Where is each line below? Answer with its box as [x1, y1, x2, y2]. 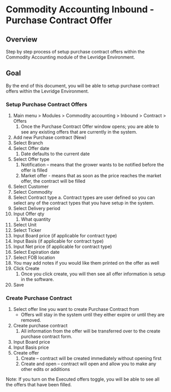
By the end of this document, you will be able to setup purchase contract [6, 82, 159, 88]
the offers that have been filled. [6, 382, 72, 388]
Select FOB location [13, 254, 55, 260]
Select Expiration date [13, 249, 60, 255]
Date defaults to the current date [20, 151, 90, 157]
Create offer [13, 350, 39, 356]
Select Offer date [13, 145, 50, 152]
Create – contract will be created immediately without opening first [20, 356, 162, 362]
